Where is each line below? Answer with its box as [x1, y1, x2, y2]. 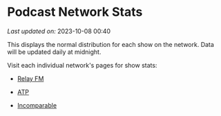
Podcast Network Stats [7, 4, 143, 20]
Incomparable [17, 101, 57, 109]
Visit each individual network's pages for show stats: [7, 61, 157, 69]
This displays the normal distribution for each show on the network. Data [7, 40, 214, 48]
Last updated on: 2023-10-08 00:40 [7, 27, 111, 35]
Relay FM [17, 74, 44, 83]
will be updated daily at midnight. [7, 48, 102, 56]
